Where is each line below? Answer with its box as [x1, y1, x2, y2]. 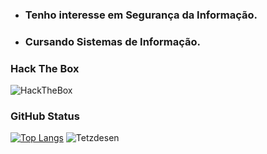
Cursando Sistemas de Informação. [24, 34, 202, 48]
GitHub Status [10, 109, 80, 123]
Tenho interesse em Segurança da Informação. [24, 8, 258, 22]
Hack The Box [10, 61, 80, 75]
